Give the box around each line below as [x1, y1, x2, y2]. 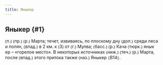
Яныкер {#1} [5, 25, 45, 34]
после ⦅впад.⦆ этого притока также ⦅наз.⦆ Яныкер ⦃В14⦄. [5, 55, 121, 61]
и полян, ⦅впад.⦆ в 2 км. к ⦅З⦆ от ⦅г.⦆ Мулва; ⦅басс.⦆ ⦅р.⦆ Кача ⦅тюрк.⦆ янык [5, 43, 154, 49]
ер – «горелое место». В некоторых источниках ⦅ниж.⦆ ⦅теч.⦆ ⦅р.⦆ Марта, [5, 49, 155, 55]
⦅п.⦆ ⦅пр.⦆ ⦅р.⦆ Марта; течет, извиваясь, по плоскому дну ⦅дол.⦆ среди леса [5, 38, 158, 44]
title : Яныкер [5, 7, 34, 12]
